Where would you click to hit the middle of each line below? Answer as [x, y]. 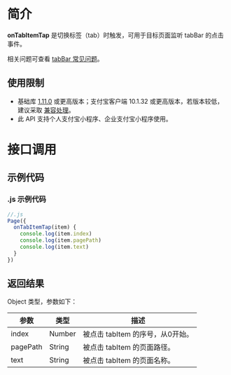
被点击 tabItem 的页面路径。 [129, 348]
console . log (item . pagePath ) [61, 240]
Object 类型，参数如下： [42, 301]
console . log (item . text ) [55, 247]
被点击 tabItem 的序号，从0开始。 [138, 334]
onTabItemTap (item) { [45, 227]
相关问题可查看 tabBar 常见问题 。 [55, 59]
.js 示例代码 [27, 199]
